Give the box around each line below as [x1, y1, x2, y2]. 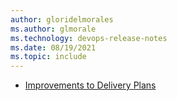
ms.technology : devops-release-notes [10, 33, 168, 43]
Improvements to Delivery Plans [24, 79, 157, 91]
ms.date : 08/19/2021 [10, 42, 97, 53]
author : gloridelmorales [10, 14, 114, 25]
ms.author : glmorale [10, 24, 97, 34]
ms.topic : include [10, 52, 87, 62]
